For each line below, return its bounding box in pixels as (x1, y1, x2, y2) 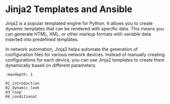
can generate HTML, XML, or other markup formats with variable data (5, 31, 151, 37)
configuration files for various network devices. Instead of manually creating (5, 51, 165, 58)
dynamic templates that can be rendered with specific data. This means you (5, 25, 164, 31)
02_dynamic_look (5, 85, 40, 90)
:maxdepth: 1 (5, 72, 33, 77)
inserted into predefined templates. (5, 36, 79, 42)
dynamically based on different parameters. (5, 62, 97, 68)
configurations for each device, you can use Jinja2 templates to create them (5, 57, 165, 63)
